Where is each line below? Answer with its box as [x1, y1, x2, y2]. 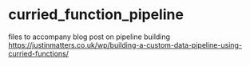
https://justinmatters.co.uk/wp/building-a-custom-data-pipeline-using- [8, 40, 242, 49]
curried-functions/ [8, 49, 69, 58]
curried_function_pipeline [8, 6, 184, 24]
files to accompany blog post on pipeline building [8, 32, 170, 41]
